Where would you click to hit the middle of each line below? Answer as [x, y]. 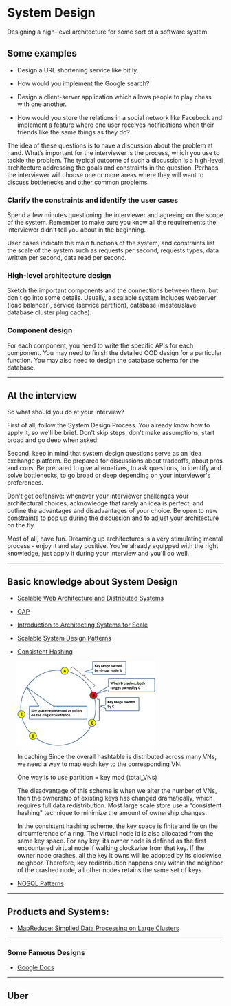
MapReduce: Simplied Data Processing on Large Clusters [98, 928]
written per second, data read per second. [67, 258]
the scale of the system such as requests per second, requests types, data [113, 250]
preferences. [25, 483]
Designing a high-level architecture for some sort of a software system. [108, 32]
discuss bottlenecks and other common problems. [78, 182]
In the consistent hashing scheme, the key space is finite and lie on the [117, 826]
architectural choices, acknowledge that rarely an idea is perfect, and [106, 503]
